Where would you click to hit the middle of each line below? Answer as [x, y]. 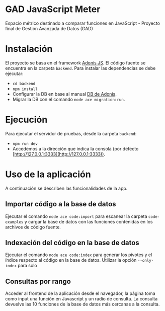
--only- [146, 261]
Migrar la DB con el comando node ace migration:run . [69, 99]
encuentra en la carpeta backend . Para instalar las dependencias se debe [80, 68]
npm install [25, 89]
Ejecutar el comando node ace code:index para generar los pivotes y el [79, 255]
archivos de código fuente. [33, 227]
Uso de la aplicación [48, 174]
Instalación [29, 49]
